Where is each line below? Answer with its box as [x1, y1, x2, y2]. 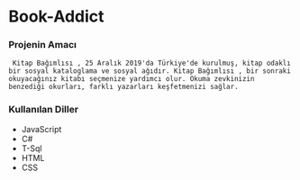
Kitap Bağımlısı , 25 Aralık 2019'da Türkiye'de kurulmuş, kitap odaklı [12, 58, 292, 68]
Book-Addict [8, 6, 105, 27]
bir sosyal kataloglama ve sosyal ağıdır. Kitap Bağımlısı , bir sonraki [8, 67, 292, 76]
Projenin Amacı [8, 39, 77, 51]
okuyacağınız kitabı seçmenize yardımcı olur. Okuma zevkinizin [8, 75, 255, 84]
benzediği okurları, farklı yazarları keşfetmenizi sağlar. [8, 83, 240, 92]
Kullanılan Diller [8, 103, 78, 116]
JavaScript [21, 123, 62, 134]
